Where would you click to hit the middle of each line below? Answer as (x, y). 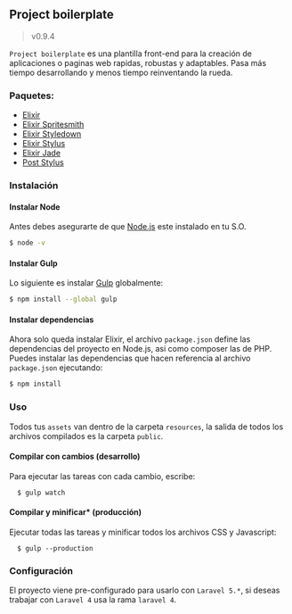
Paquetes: (32, 95)
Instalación (34, 186)
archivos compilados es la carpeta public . (86, 436)
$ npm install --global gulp (63, 299)
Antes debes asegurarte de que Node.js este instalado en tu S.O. (128, 227)
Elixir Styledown (52, 134)
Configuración (41, 570)
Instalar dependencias (52, 319)
